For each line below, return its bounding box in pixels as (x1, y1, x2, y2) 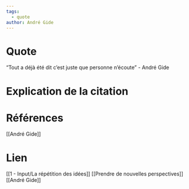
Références (6, 111, 63, 125)
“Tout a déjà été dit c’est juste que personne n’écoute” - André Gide (6, 64, 170, 71)
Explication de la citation (6, 84, 129, 98)
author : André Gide (6, 19, 54, 25)
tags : (6, 8, 19, 15)
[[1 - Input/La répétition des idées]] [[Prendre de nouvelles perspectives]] (6, 170, 184, 177)
